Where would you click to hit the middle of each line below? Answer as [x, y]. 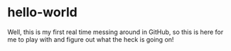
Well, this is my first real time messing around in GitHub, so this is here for [116, 32]
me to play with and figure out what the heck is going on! [91, 39]
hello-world [43, 12]
